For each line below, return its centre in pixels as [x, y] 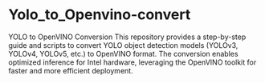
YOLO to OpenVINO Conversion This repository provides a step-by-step [127, 37]
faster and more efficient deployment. [71, 70]
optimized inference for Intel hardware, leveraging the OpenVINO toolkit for [132, 62]
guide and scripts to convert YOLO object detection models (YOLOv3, [123, 45]
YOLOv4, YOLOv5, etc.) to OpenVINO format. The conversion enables [123, 53]
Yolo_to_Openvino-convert [100, 15]
